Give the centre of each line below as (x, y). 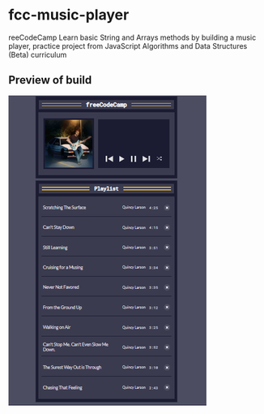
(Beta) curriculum (38, 54)
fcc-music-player (69, 15)
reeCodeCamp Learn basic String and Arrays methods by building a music (132, 37)
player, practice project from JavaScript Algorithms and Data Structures (128, 45)
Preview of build (50, 80)
